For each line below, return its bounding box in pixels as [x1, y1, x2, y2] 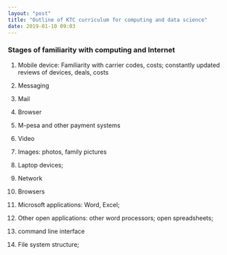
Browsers [17, 187, 45, 196]
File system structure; [17, 240, 80, 248]
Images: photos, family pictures [17, 148, 107, 156]
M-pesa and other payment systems [17, 121, 121, 129]
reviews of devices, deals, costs [17, 68, 109, 76]
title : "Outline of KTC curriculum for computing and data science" [8, 16, 208, 23]
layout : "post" [8, 10, 51, 17]
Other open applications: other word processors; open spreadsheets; [17, 213, 213, 222]
